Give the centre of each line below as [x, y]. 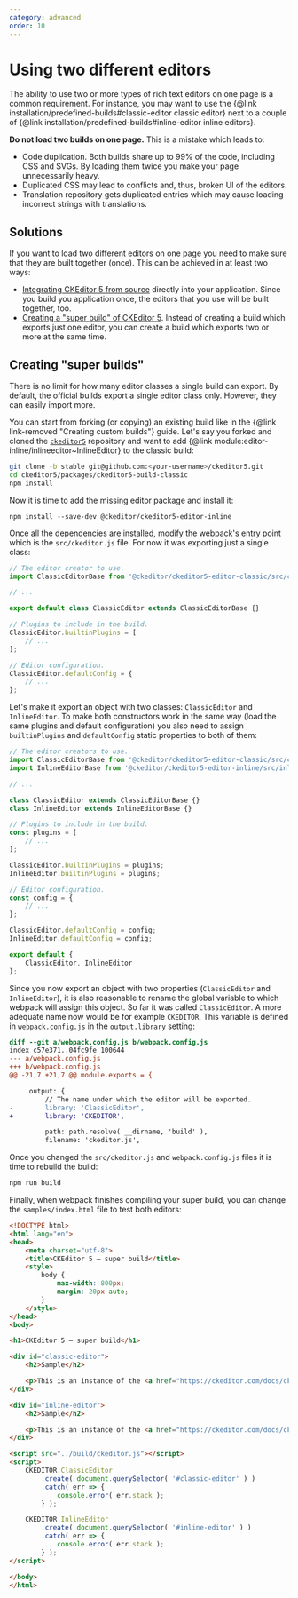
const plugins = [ [43, 833]
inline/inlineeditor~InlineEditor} [65, 450]
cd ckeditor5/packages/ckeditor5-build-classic [99, 475]
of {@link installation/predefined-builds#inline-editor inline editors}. [133, 123]
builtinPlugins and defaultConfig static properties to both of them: [133, 735]
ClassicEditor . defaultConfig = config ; [83, 930]
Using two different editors [110, 70]
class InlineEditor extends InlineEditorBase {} [101, 808]
